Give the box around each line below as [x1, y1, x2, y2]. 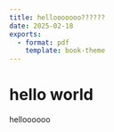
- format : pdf [17, 37, 69, 47]
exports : [9, 29, 42, 38]
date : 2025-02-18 [9, 21, 74, 30]
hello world [9, 85, 94, 105]
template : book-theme [25, 46, 105, 55]
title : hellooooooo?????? [9, 12, 105, 22]
